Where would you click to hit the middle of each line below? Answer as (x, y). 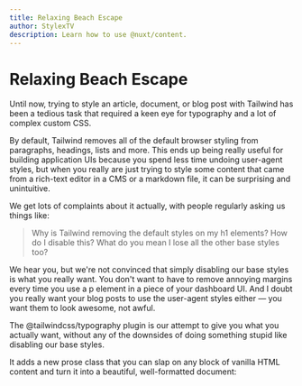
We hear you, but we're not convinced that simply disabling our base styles (149, 270)
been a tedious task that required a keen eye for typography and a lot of (143, 114)
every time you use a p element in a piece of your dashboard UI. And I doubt (151, 289)
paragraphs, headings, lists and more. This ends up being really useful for (146, 151)
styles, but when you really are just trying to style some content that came (147, 170)
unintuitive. (30, 188)
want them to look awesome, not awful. (82, 308)
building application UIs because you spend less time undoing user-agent (146, 160)
